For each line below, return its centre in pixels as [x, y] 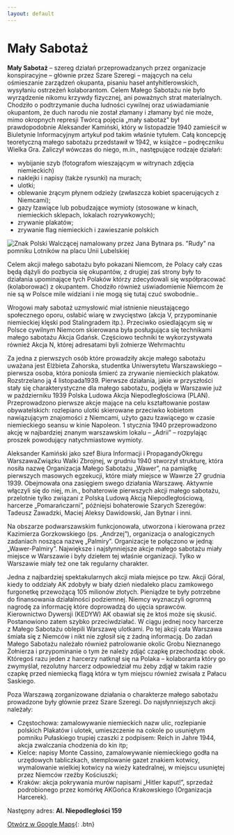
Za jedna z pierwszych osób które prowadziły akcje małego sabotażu [106, 358]
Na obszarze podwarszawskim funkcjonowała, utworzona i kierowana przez [116, 526]
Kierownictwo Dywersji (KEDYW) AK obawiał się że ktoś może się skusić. [112, 614]
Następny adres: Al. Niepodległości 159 [65, 811]
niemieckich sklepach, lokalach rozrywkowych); [86, 215]
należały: [20, 709]
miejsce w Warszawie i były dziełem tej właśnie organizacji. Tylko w [104, 556]
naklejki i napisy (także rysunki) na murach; [79, 177]
